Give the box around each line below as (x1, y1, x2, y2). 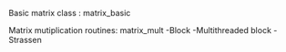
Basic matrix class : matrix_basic (8, 8, 131, 18)
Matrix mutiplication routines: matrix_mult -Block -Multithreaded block (8, 25, 272, 35)
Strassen (8, 35, 42, 45)
